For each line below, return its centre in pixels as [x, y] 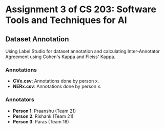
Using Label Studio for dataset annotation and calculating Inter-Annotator [83, 51]
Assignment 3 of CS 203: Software [81, 9]
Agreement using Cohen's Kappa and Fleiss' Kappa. [60, 57]
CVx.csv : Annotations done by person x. [56, 81]
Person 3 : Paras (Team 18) [41, 121]
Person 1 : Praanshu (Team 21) [44, 111]
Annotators [20, 99]
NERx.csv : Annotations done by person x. [57, 86]
